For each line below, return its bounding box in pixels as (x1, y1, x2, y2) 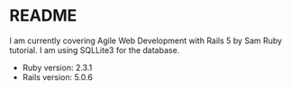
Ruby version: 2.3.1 (22, 62, 93, 73)
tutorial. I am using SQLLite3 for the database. (9, 44, 180, 55)
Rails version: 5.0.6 (22, 71, 93, 82)
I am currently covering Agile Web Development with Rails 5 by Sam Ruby (9, 35, 282, 46)
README (9, 5, 77, 26)
